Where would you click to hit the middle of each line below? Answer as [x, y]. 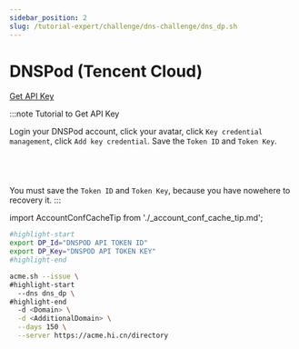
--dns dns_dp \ [46, 293]
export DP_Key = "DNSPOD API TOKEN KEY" [83, 252]
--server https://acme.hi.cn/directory [93, 336]
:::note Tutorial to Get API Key [65, 114]
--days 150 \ [42, 327]
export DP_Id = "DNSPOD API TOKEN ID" [79, 243]
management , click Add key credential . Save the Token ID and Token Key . [143, 141]
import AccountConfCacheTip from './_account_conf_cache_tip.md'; [136, 218]
